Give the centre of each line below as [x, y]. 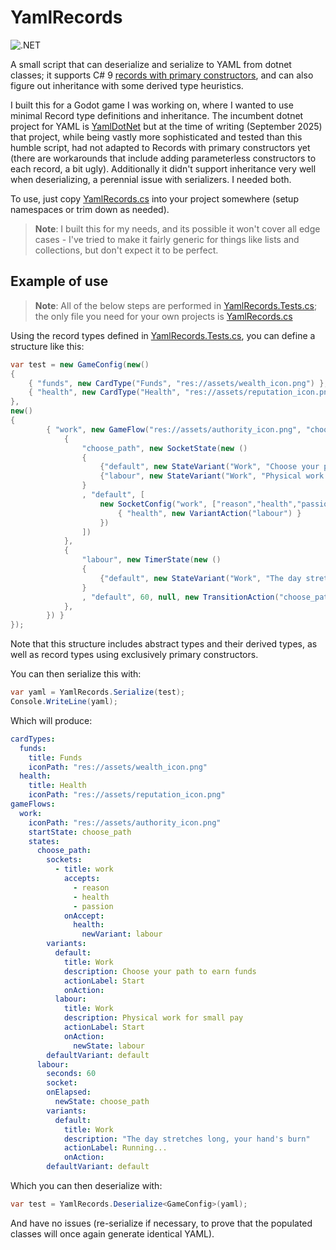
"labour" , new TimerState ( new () [151, 560]
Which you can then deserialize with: [86, 1185]
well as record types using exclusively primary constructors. [134, 655]
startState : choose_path [80, 832]
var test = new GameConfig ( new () [80, 364]
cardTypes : [33, 739]
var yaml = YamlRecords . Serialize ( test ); [98, 692]
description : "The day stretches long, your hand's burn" [187, 1139]
